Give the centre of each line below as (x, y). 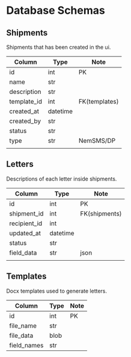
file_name (23, 326)
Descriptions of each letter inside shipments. (62, 179)
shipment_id (26, 213)
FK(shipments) (101, 213)
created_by (25, 121)
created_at (24, 111)
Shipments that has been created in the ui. (59, 47)
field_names (26, 345)
